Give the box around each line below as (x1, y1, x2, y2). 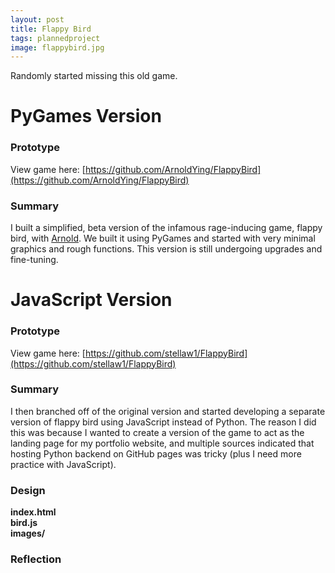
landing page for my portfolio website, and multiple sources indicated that (10, 437, 315, 449)
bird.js (10, 517, 38, 529)
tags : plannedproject (10, 33, 101, 43)
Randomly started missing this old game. (10, 70, 178, 82)
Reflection (10, 552, 62, 566)
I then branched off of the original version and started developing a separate (10, 405, 326, 417)
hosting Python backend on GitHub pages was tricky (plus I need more (10, 447, 302, 460)
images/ (10, 527, 46, 540)
